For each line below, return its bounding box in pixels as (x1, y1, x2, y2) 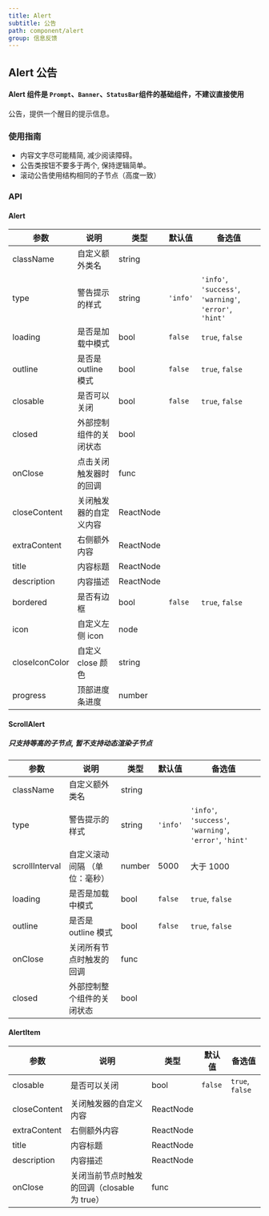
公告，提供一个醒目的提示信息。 (8, 109, 114, 118)
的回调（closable (70, 1182, 134, 1194)
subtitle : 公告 (8, 19, 57, 27)
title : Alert (8, 11, 52, 20)
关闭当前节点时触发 (70, 1170, 143, 1182)
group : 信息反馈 (8, 34, 58, 42)
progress (12, 690, 46, 701)
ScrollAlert (8, 719, 46, 728)
